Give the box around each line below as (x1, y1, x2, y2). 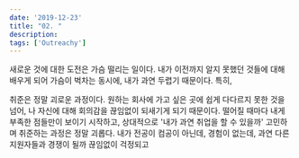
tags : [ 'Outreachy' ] (9, 38, 87, 48)
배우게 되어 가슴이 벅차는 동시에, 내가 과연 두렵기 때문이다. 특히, (9, 75, 232, 86)
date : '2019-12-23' (9, 13, 83, 22)
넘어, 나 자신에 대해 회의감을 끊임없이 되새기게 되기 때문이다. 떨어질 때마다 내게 (9, 105, 285, 117)
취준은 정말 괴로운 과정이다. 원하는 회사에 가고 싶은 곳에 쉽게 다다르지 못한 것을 (9, 94, 285, 105)
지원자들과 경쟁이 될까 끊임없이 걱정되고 (9, 139, 149, 150)
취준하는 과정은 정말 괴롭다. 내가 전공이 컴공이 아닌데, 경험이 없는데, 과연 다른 (18, 127, 290, 139)
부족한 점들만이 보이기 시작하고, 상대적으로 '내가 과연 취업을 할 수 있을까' (9, 117, 264, 127)
